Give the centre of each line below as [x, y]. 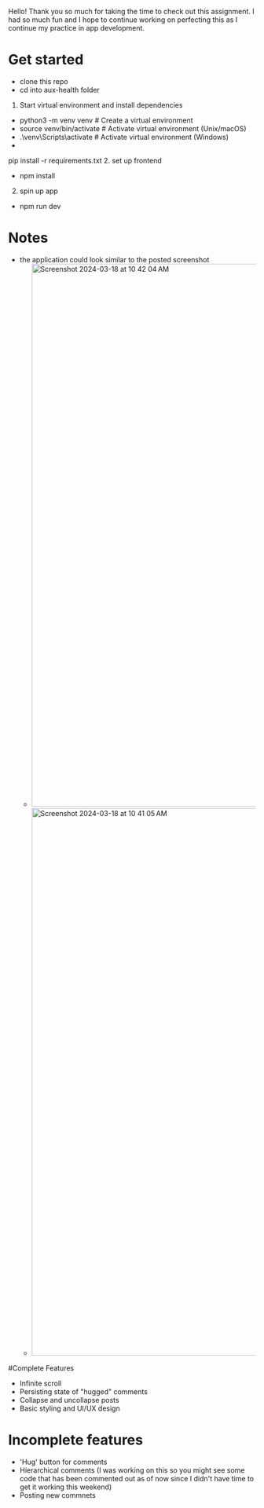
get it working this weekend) [66, 1487]
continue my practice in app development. [77, 28]
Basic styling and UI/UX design [70, 1408]
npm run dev [40, 206]
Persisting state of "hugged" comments [83, 1391]
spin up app [39, 191]
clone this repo [44, 81]
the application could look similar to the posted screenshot [114, 259]
